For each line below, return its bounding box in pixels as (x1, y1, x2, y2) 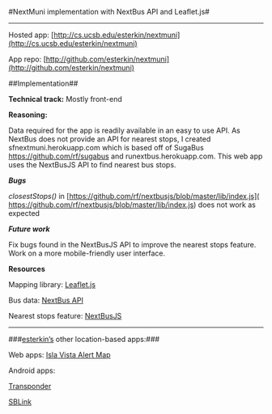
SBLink (8, 397, 32, 407)
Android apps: (8, 365, 56, 375)
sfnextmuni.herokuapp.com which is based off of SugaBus (8, 143, 204, 152)
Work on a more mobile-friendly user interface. (8, 248, 166, 258)
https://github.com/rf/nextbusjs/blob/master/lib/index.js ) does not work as (8, 200, 257, 209)
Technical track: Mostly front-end (8, 95, 123, 103)
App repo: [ (8, 54, 46, 64)
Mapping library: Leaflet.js (8, 280, 96, 289)
